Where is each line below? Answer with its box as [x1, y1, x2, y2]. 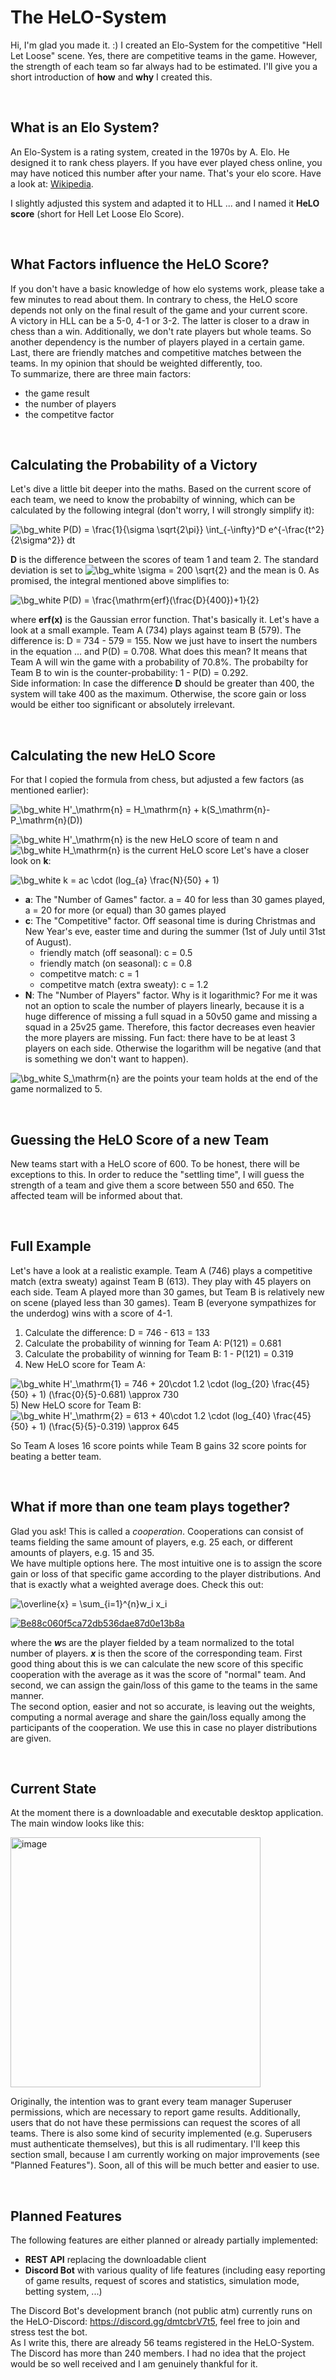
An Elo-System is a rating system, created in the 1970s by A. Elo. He [10, 146, 290, 158]
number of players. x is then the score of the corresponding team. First [10, 1647, 303, 1659]
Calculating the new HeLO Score [10, 747, 217, 764]
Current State [10, 1781, 97, 1798]
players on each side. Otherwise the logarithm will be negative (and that [24, 1042, 322, 1055]
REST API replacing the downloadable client [24, 2254, 207, 2266]
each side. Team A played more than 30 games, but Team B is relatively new [10, 1286, 325, 1298]
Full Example [10, 1238, 92, 1255]
